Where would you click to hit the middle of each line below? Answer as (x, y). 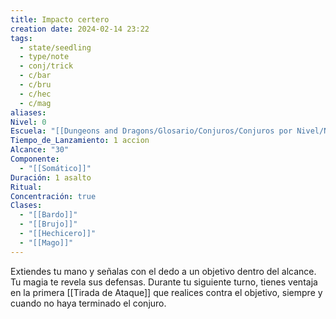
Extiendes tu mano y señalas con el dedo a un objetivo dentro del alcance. (163, 271)
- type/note (44, 57)
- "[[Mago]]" (46, 242)
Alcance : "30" (40, 150)
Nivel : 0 (28, 122)
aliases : (28, 112)
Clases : (26, 206)
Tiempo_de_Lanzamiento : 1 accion (80, 141)
